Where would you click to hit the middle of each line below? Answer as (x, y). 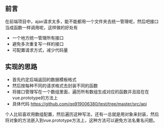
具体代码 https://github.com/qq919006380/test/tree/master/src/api (80, 104)
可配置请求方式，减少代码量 (40, 50)
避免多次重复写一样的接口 (38, 44)
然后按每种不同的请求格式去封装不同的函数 (55, 85)
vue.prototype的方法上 (35, 98)
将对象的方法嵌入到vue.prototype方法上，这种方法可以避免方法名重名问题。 (81, 120)
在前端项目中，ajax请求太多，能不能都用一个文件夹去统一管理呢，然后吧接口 (82, 21)
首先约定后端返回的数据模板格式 (44, 79)
